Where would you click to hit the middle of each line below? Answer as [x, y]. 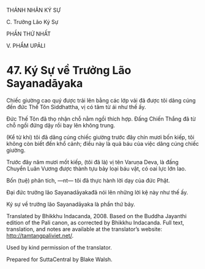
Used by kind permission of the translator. [59, 247]
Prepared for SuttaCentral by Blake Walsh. [59, 259]
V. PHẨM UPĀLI [26, 46]
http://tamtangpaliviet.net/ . [40, 235]
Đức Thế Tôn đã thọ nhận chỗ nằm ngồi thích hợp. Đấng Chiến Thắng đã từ [101, 119]
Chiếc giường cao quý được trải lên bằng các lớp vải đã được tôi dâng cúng [101, 100]
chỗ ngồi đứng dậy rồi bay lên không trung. [61, 125]
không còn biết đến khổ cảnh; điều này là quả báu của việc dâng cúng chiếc [103, 143]
